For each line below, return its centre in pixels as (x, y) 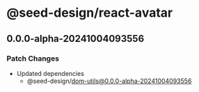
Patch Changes (33, 59)
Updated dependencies (50, 73)
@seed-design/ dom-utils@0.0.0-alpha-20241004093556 (109, 81)
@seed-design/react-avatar (90, 13)
